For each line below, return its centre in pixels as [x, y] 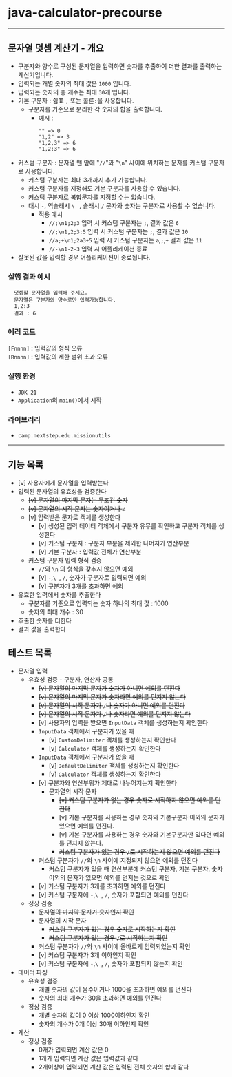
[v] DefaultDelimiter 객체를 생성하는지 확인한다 [114, 765]
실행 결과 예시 [29, 277]
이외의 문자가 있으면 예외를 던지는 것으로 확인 [109, 877]
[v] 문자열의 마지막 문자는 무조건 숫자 [78, 500]
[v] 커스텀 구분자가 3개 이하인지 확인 [87, 954]
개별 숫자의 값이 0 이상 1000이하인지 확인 [94, 1015]
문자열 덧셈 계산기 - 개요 [56, 49]
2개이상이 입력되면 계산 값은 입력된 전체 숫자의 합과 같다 [114, 1067]
